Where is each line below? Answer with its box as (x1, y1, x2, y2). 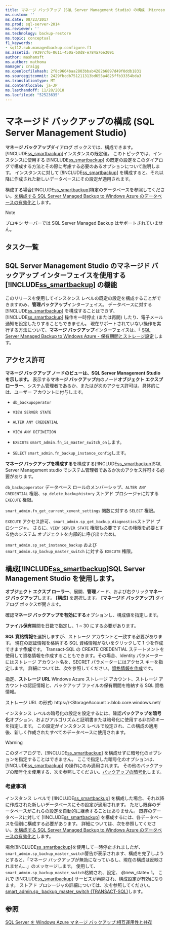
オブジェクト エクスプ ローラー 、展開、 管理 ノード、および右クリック (5, 589, 149, 595)
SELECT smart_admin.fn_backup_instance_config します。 (12, 450, 129, 456)
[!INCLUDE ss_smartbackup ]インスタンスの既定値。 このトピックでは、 (5, 151, 153, 157)
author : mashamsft (5, 54, 44, 60)
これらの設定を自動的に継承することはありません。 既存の (31, 808, 153, 814)
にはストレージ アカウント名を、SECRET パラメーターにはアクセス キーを (5, 659, 159, 665)
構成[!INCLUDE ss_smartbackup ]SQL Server (5, 564, 146, 573)
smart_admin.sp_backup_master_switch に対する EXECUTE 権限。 (5, 548, 136, 555)
